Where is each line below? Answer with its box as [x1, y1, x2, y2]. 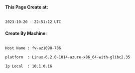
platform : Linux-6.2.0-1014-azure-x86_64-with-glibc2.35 [5, 55, 131, 60]
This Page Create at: [5, 4, 48, 10]
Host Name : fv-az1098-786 [5, 45, 61, 51]
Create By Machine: [5, 30, 47, 36]
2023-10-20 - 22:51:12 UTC [5, 19, 61, 24]
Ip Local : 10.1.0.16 [5, 64, 52, 69]
